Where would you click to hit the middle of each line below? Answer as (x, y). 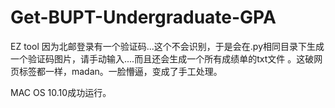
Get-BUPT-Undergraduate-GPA (143, 17)
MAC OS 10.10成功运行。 (61, 92)
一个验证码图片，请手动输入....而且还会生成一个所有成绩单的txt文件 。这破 (162, 58)
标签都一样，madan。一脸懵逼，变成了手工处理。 (120, 71)
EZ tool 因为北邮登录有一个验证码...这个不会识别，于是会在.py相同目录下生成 (167, 46)
